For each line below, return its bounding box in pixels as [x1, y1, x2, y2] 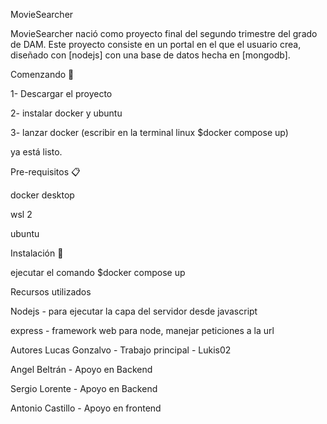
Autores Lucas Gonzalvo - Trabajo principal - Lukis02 [10, 344, 232, 356]
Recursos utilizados [10, 286, 92, 298]
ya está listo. [10, 146, 63, 158]
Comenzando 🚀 [10, 69, 75, 80]
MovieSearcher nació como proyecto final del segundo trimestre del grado [10, 28, 318, 39]
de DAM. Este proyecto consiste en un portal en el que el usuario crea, [10, 39, 302, 50]
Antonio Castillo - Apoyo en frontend [10, 402, 162, 414]
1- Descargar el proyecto [10, 88, 113, 99]
